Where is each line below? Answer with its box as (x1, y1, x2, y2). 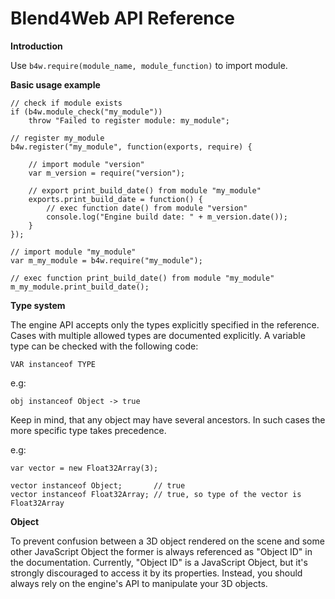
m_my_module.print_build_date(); (10, 282, 150, 292)
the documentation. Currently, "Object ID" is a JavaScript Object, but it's (10, 556, 308, 568)
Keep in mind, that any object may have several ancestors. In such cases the (10, 413, 326, 426)
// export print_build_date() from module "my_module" (28, 185, 262, 196)
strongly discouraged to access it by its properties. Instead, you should (10, 567, 303, 579)
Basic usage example (10, 78, 101, 91)
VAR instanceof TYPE (10, 359, 97, 369)
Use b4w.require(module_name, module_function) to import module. (10, 59, 288, 71)
